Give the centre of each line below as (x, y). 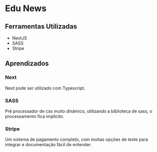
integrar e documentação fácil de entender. (48, 145)
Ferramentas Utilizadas (41, 26)
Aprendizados (27, 64)
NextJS (19, 38)
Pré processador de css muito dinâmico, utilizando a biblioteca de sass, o (79, 111)
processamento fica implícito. (35, 116)
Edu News (26, 8)
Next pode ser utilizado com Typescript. (45, 88)
